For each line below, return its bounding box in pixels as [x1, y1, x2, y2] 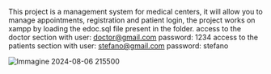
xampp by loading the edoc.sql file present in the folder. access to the [8, 24, 241, 33]
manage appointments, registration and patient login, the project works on [8, 15, 256, 25]
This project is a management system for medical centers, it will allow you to [8, 7, 263, 16]
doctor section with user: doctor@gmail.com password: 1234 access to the [8, 32, 259, 42]
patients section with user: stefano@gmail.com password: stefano [8, 41, 229, 51]
